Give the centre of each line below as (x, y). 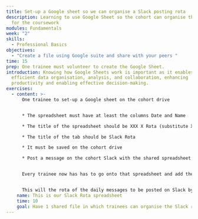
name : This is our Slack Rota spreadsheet (70, 195)
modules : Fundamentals (34, 28)
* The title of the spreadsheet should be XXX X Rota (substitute (105, 126)
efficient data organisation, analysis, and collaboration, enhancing (100, 78)
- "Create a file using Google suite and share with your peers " (95, 56)
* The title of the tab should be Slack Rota (78, 137)
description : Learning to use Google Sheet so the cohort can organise (96, 17)
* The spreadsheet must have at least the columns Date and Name (103, 115)
